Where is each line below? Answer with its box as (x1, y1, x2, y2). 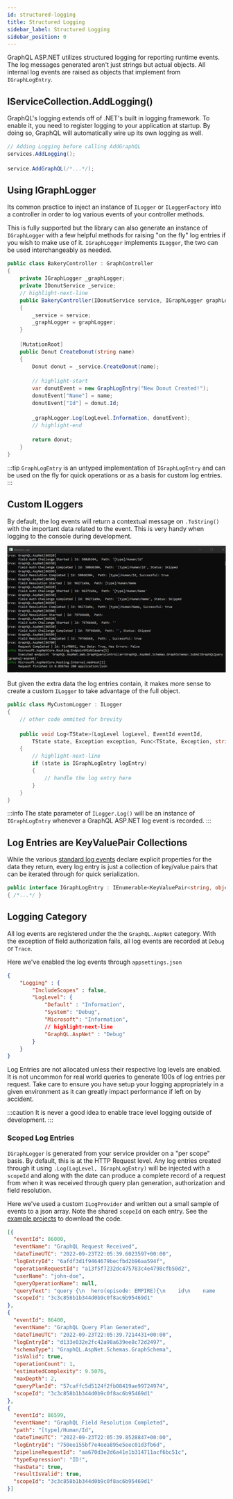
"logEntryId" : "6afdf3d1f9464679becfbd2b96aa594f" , (13, 1258, 166, 1265)
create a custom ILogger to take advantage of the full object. (7, 687, 180, 695)
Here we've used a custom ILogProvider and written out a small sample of (7, 1199, 220, 1207)
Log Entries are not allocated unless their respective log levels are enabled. (7, 1065, 222, 1074)
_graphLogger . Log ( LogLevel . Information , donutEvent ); (32, 414, 191, 421)
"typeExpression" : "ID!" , (13, 1456, 89, 1463)
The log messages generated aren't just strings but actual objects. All (7, 61, 206, 69)
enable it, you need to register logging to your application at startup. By (7, 122, 211, 130)
